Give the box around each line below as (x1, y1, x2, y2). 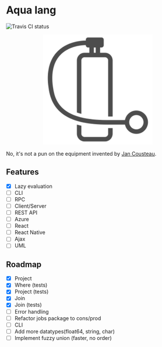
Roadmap (6, 259, 42, 269)
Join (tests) (14, 301, 42, 308)
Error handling (14, 308, 49, 315)
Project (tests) (14, 288, 49, 296)
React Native (14, 229, 45, 236)
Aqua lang (6, 4, 57, 17)
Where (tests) (14, 281, 48, 288)
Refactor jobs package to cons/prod (14, 314, 101, 322)
